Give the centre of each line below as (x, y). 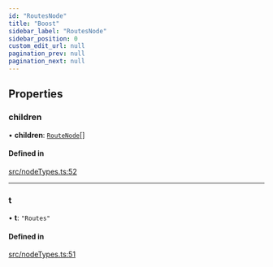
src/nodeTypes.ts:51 (42, 254)
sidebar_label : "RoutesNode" (58, 31)
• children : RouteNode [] (47, 135)
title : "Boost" (34, 24)
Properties (36, 94)
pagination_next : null (47, 62)
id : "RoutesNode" (38, 16)
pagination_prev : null (47, 54)
